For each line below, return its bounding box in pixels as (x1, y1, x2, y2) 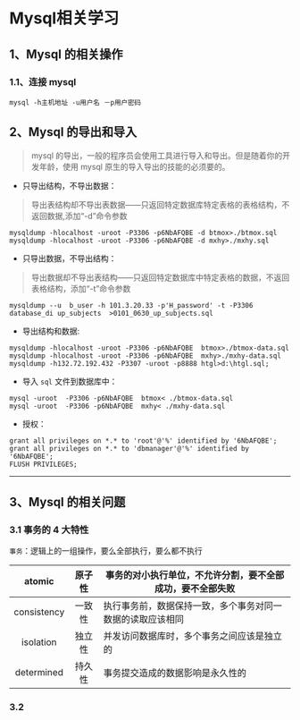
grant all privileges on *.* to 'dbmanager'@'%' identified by (9, 444, 250, 453)
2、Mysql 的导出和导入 (9, 124, 137, 140)
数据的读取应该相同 (103, 614, 185, 626)
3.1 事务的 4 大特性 (9, 524, 89, 536)
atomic (23, 575, 54, 588)
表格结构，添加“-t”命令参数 (30, 283, 131, 293)
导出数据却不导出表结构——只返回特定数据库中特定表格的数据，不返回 (30, 272, 290, 283)
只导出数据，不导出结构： (21, 252, 117, 264)
